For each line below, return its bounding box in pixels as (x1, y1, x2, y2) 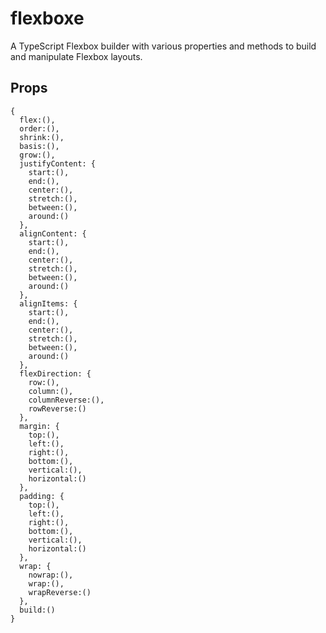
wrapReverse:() (28, 587, 92, 597)
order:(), (19, 123, 60, 134)
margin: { (19, 421, 60, 431)
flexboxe (10, 7, 85, 30)
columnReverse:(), (28, 395, 105, 405)
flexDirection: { (19, 368, 92, 379)
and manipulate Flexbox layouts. (10, 50, 143, 62)
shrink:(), (19, 132, 65, 142)
